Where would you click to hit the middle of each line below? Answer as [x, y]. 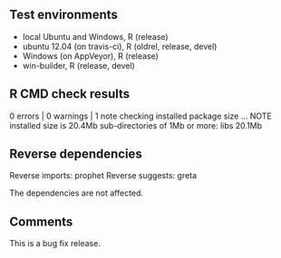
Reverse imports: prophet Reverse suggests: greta [103, 176]
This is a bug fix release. [55, 244]
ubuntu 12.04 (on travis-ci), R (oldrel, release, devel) [120, 46]
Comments [41, 221]
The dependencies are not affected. [76, 193]
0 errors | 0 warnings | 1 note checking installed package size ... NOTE [140, 116]
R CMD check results [70, 94]
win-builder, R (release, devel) [79, 65]
